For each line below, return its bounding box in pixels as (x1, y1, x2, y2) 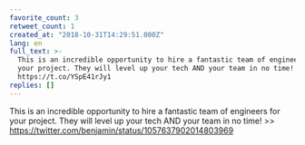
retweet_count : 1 (9, 22, 75, 31)
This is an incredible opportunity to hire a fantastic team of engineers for (9, 105, 280, 116)
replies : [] (9, 81, 54, 90)
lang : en (9, 38, 43, 48)
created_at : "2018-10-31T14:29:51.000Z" (9, 30, 165, 39)
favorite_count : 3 (9, 13, 79, 23)
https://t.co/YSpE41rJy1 (17, 72, 112, 82)
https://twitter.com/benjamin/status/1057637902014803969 (9, 124, 234, 136)
